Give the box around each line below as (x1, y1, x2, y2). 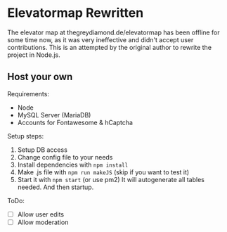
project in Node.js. (7, 51, 61, 59)
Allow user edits (17, 210, 65, 219)
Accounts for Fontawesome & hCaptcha (17, 118, 134, 127)
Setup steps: (7, 131, 44, 140)
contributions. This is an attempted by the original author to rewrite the (7, 43, 212, 51)
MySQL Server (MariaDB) (17, 110, 91, 119)
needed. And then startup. (17, 183, 94, 191)
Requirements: (7, 89, 49, 98)
